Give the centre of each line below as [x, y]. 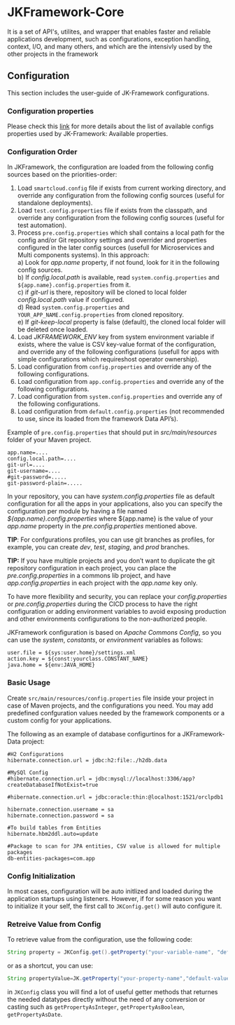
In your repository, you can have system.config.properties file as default [111, 496]
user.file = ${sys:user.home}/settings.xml [72, 653]
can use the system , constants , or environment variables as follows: [105, 640]
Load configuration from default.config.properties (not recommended [121, 411]
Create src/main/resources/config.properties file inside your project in [111, 698]
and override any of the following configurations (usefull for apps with [118, 352]
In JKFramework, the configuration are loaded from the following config [111, 167]
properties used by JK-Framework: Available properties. [88, 134]
